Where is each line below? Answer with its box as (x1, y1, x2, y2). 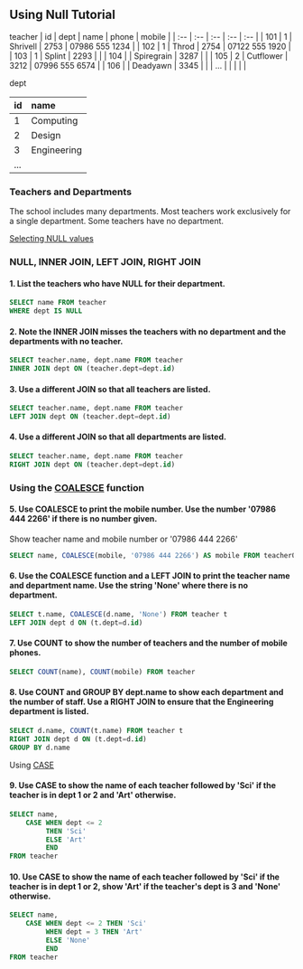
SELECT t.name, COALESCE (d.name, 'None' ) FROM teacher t (9, 610, 228, 619)
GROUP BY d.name (9, 743, 70, 752)
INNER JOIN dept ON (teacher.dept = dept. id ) (9, 364, 176, 373)
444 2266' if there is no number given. (9, 513, 158, 524)
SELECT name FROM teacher (9, 298, 106, 307)
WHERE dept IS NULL (9, 306, 83, 315)
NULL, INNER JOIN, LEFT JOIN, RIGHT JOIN (9, 256, 201, 268)
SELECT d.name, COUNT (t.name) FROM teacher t (9, 727, 183, 736)
